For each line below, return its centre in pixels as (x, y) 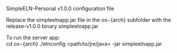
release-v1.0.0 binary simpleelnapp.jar (52, 26)
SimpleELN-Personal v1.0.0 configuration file (60, 9)
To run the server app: (33, 37)
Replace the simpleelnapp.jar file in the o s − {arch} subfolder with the (89, 20)
